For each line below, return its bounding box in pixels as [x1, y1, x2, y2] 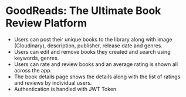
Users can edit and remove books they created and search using [13, 48, 171, 55]
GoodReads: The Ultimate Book [5, 4, 161, 18]
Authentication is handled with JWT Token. [13, 85, 118, 92]
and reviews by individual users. [13, 79, 92, 86]
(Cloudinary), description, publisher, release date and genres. [13, 42, 163, 49]
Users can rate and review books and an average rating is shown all [13, 60, 178, 68]
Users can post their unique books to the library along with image [13, 36, 173, 43]
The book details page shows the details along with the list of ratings [13, 73, 181, 80]
